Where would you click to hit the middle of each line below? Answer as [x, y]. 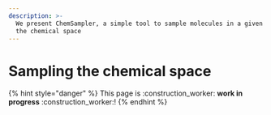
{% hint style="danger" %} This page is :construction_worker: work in [126, 93]
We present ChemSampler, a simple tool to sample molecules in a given [140, 23]
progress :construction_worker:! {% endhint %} [88, 102]
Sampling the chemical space [110, 71]
